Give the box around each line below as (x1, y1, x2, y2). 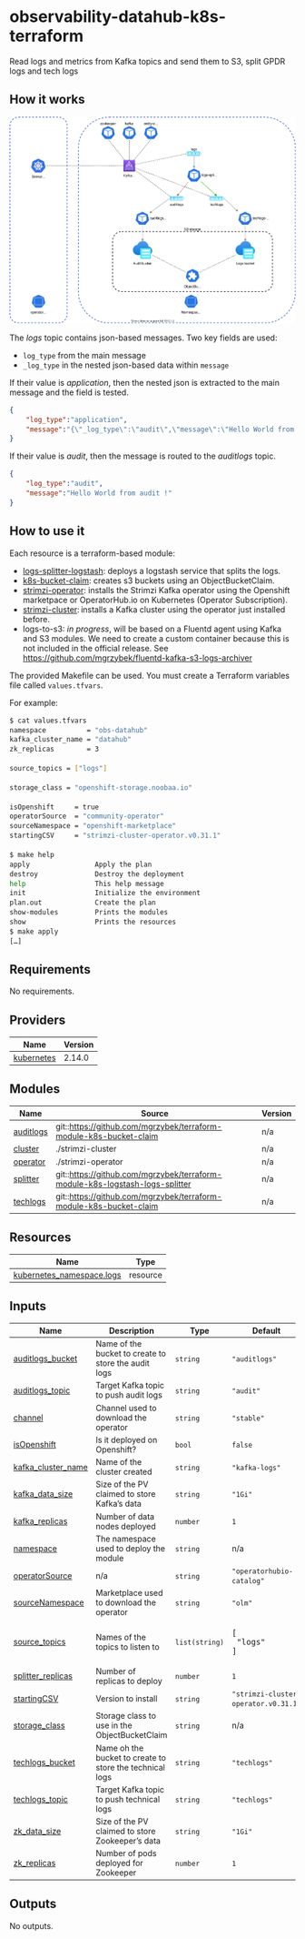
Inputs (9, 1298, 47, 1314)
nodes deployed (95, 1520, 156, 1531)
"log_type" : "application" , (25, 415, 128, 424)
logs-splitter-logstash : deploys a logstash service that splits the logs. (22, 565, 281, 576)
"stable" (231, 1413, 265, 1423)
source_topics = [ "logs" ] (9, 764, 107, 773)
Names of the (95, 1631, 147, 1642)
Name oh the (95, 1742, 144, 1753)
